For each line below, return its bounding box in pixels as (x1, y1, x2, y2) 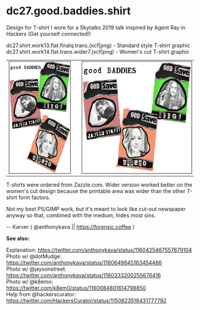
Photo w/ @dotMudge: (6, 253, 62, 260)
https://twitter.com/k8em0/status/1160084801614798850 (6, 284, 146, 292)
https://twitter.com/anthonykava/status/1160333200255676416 (6, 272, 161, 279)
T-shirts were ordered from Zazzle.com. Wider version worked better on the (6, 181, 192, 188)
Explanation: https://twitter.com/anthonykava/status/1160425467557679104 (6, 246, 192, 254)
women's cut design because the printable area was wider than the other (6, 188, 186, 195)
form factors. (18, 194, 51, 201)
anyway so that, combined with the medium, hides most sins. (6, 212, 156, 219)
